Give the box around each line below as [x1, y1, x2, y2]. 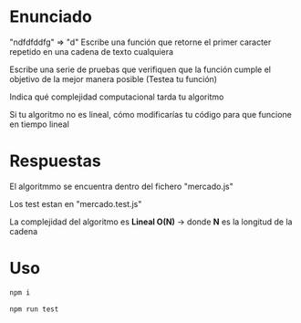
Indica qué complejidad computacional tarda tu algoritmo [9, 91, 224, 102]
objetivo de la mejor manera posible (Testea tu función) [9, 73, 217, 84]
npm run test [9, 304, 59, 314]
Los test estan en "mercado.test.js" [9, 198, 142, 209]
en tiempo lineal [9, 119, 70, 130]
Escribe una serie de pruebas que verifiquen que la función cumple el [9, 64, 272, 75]
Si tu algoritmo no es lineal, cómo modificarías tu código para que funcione [9, 109, 292, 120]
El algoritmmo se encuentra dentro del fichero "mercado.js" [9, 181, 234, 192]
